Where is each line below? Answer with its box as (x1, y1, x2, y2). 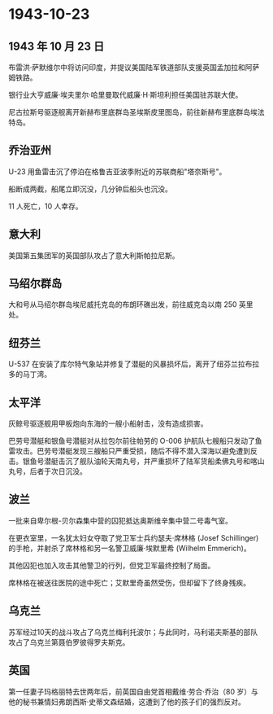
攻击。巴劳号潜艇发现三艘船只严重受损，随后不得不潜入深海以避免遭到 (15, 446, 250, 456)
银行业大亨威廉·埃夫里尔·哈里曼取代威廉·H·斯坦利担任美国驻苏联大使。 (8, 90, 243, 99)
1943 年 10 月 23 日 (8, 39, 105, 53)
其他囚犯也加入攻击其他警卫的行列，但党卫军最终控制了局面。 (8, 560, 215, 570)
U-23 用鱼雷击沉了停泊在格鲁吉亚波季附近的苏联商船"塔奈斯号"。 (8, 166, 227, 176)
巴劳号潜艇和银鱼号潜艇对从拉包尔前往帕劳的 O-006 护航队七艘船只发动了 (8, 436, 256, 446)
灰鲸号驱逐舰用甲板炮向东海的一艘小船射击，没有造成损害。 (8, 418, 208, 428)
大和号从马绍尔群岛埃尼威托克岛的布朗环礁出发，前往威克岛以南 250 (8, 300, 237, 309)
